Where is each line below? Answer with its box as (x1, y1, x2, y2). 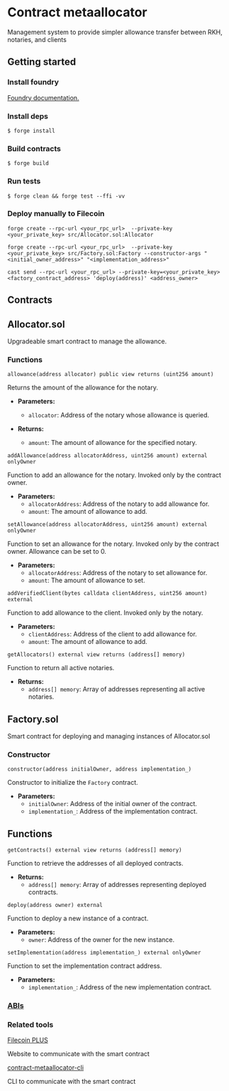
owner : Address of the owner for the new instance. (28, 935, 175, 944)
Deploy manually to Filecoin (7, 209, 105, 219)
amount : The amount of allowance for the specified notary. (28, 439, 197, 447)
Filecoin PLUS (7, 1036, 48, 1045)
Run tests (7, 176, 41, 186)
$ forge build (7, 160, 50, 167)
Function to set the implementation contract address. (7, 962, 162, 970)
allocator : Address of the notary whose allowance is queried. (28, 411, 210, 419)
